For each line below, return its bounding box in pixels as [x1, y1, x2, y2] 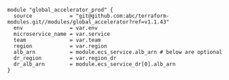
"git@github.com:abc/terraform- [75, 12, 170, 19]
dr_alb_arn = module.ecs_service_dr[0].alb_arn [13, 61, 176, 68]
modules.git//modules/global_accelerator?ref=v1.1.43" [7, 19, 170, 26]
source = [13, 12, 73, 19]
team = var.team [13, 37, 101, 43]
